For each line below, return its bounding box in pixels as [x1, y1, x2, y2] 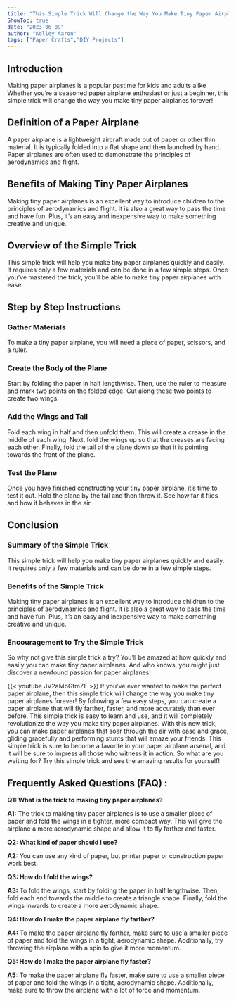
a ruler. [7, 346, 28, 354]
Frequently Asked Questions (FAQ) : [7, 777, 168, 789]
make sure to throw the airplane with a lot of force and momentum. [7, 986, 201, 995]
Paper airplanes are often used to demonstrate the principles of [7, 150, 191, 158]
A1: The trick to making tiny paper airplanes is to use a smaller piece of [7, 810, 213, 818]
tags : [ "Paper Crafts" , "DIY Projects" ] [7, 37, 124, 44]
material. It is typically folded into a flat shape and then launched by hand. [7, 142, 221, 151]
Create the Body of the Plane [7, 363, 107, 373]
